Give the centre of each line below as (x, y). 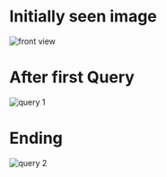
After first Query (72, 77)
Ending (36, 138)
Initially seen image (83, 17)
